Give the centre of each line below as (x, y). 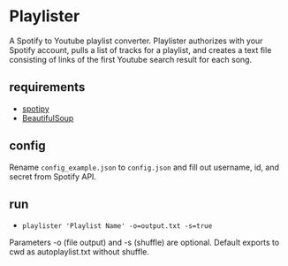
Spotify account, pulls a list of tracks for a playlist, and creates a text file (140, 49)
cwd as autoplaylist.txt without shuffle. (80, 252)
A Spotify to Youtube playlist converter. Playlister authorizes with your (136, 41)
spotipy (36, 109)
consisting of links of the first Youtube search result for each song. (131, 59)
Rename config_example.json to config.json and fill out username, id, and (144, 167)
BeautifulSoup (48, 118)
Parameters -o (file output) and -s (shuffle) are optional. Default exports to (144, 243)
